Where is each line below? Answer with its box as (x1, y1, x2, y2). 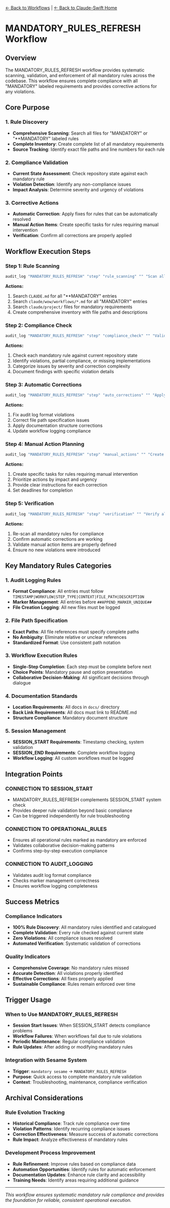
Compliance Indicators (5, 913, 62, 920)
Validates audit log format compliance (12, 872, 92, 878)
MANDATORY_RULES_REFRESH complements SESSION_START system (12, 797, 162, 803)
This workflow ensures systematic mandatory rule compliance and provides (5, 1191, 164, 1198)
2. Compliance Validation (5, 159, 68, 166)
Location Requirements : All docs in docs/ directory (12, 704, 120, 710)
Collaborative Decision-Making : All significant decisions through (12, 674, 149, 680)
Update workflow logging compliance (12, 428, 91, 434)
